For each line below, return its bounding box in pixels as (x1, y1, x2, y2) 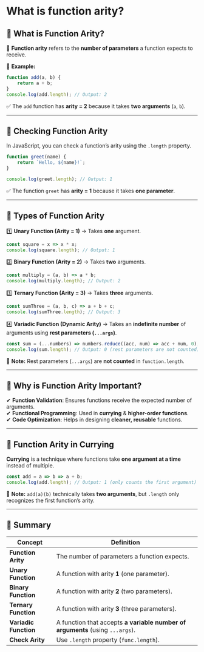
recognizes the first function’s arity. (6, 497, 95, 504)
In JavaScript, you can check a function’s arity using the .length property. (6, 142, 192, 149)
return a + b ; (17, 80, 53, 86)
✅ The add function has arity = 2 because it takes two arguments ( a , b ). (6, 102, 186, 110)
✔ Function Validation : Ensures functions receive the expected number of (6, 396, 192, 404)
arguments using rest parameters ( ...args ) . (6, 329, 117, 336)
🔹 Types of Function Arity (6, 211, 105, 221)
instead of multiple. (6, 462, 55, 469)
